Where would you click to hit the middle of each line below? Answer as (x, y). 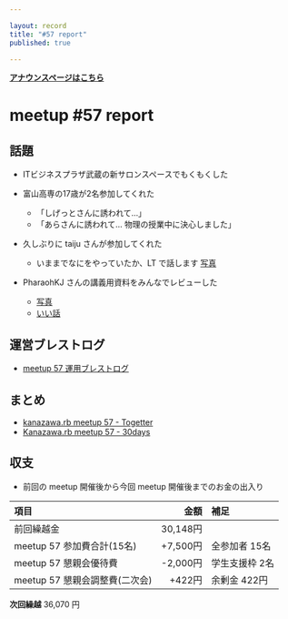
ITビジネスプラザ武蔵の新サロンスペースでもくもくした (125, 175)
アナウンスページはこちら (57, 77)
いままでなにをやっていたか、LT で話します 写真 (126, 263)
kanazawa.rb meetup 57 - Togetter (88, 422)
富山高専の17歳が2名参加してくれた (89, 194)
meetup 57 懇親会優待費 (66, 563)
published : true (40, 43)
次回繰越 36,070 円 (45, 604)
